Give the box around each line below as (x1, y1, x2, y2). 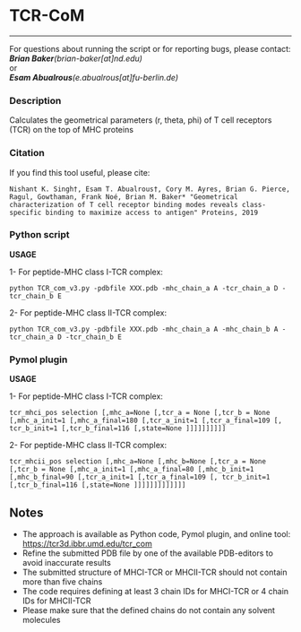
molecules (21, 614, 61, 625)
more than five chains (21, 576, 103, 587)
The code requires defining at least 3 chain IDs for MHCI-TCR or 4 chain (21, 585, 289, 596)
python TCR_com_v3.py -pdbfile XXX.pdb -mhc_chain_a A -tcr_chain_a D (9, 283, 279, 292)
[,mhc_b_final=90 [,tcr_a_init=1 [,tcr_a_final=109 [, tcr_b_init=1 (9, 472, 271, 482)
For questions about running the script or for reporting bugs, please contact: (9, 43, 291, 54)
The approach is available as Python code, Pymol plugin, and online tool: (21, 528, 291, 539)
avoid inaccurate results (21, 557, 112, 567)
